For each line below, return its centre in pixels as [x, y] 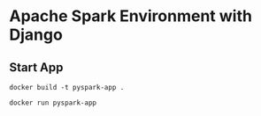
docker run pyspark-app [53, 103]
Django [36, 35]
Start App [36, 67]
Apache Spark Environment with [130, 16]
